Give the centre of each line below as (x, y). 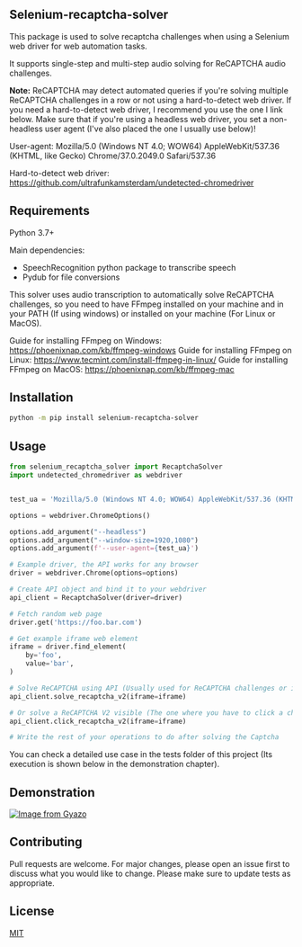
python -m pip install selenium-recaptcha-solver (104, 418)
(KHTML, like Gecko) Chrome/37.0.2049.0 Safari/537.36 (113, 156)
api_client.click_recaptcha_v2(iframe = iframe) (98, 721)
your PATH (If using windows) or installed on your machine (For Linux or (142, 313)
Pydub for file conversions (71, 277)
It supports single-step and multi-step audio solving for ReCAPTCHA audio (147, 63)
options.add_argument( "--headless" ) (78, 532)
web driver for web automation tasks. (79, 46)
